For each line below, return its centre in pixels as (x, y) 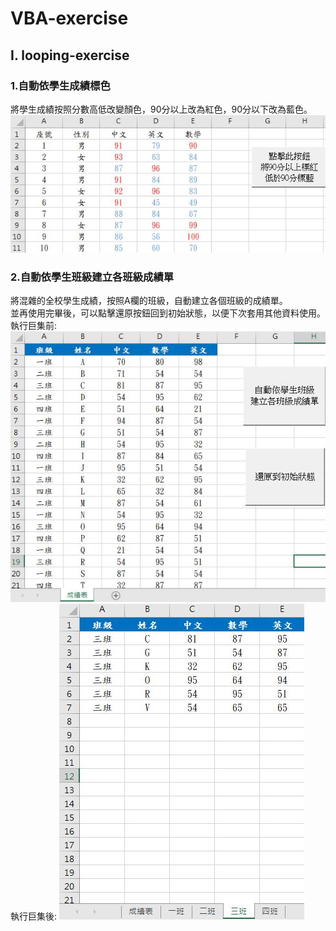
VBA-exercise (69, 18)
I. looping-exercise (70, 55)
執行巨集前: (34, 326)
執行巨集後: (34, 916)
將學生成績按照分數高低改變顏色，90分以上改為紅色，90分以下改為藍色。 (161, 109)
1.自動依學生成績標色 (60, 85)
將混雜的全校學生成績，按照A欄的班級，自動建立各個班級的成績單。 (149, 301)
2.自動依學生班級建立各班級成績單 (92, 277)
